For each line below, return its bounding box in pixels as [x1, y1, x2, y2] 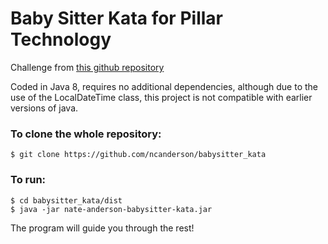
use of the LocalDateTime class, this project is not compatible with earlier [10, 91, 313, 103]
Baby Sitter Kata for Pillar [10, 7, 223, 30]
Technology [10, 28, 112, 51]
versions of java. [10, 102, 79, 114]
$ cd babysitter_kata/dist [10, 195, 123, 206]
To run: [10, 173, 47, 187]
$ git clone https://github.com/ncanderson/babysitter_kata [10, 150, 267, 160]
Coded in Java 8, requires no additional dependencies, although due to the [10, 80, 319, 92]
